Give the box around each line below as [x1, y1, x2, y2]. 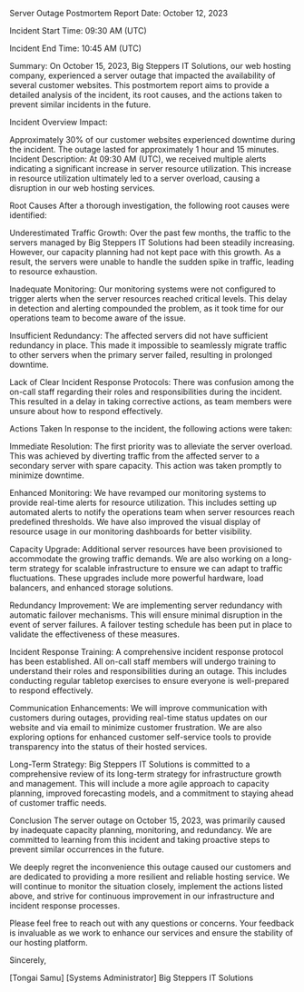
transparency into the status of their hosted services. [9, 741, 208, 752]
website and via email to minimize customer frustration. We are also [9, 722, 263, 732]
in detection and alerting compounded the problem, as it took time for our [9, 303, 284, 313]
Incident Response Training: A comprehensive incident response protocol [9, 647, 284, 657]
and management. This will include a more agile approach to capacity [9, 779, 270, 789]
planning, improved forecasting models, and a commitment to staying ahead [9, 788, 294, 799]
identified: [9, 210, 47, 221]
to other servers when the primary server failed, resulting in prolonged [9, 350, 273, 360]
